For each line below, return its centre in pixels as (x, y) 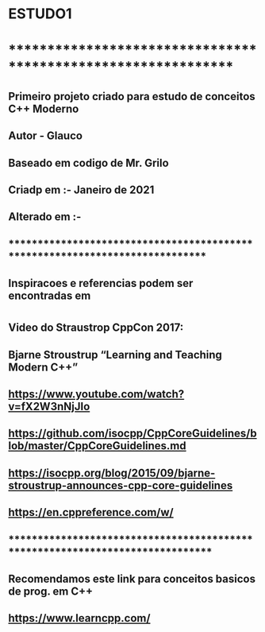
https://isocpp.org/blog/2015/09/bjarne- (112, 473)
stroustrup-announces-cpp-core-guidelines (121, 485)
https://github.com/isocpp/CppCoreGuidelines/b (132, 434)
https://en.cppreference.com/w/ (91, 512)
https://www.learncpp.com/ (79, 618)
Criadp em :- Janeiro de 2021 (81, 190)
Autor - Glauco (46, 136)
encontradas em (50, 296)
